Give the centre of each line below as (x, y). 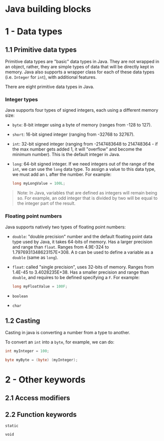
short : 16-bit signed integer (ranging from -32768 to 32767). (73, 134)
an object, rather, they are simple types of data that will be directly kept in (80, 67)
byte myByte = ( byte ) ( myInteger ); (41, 360)
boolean (20, 296)
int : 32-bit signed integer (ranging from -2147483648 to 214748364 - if (85, 144)
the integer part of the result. (46, 203)
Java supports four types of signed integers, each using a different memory (82, 110)
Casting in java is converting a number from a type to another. (68, 333)
